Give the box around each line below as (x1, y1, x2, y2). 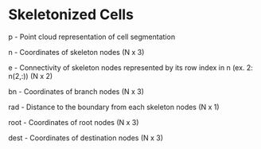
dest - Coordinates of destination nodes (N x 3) (8, 133, 164, 143)
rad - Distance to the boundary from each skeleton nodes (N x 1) (8, 102, 220, 112)
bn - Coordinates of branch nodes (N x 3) (8, 86, 145, 96)
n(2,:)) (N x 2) (8, 71, 53, 80)
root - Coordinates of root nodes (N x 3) (8, 117, 139, 127)
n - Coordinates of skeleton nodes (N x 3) (8, 47, 145, 57)
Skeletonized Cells (8, 6, 134, 24)
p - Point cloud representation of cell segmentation (8, 32, 176, 41)
